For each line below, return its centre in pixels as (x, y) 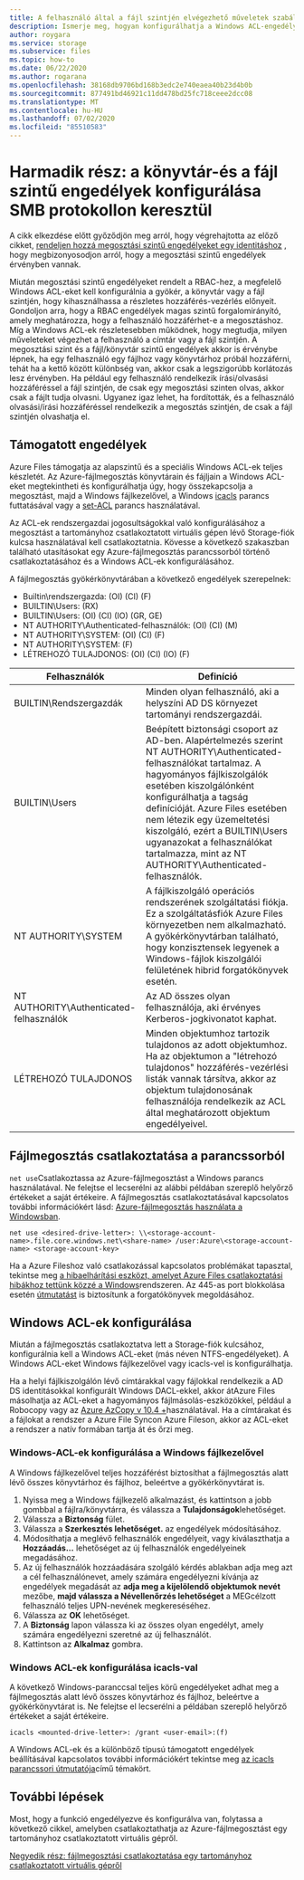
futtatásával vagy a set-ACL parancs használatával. (105, 505)
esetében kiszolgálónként (200, 786)
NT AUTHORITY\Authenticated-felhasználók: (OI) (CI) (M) (130, 625)
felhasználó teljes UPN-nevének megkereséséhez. (116, 1605)
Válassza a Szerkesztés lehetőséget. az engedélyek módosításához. (152, 1528)
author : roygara (40, 34)
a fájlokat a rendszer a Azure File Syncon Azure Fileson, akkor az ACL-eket (149, 1420)
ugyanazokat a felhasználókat (209, 842)
